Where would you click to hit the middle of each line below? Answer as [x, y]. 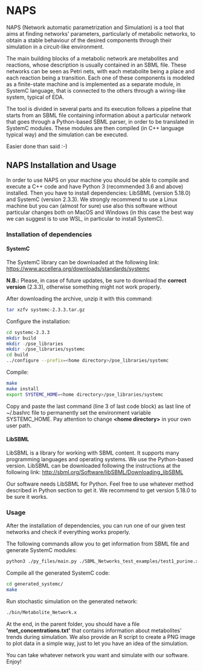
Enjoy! [14, 661]
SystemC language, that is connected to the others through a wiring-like [96, 90]
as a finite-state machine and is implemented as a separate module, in [94, 84]
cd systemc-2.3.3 [28, 332]
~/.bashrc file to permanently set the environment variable [79, 412]
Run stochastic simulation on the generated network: [72, 601]
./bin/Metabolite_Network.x [42, 612]
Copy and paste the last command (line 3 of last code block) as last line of [99, 406]
